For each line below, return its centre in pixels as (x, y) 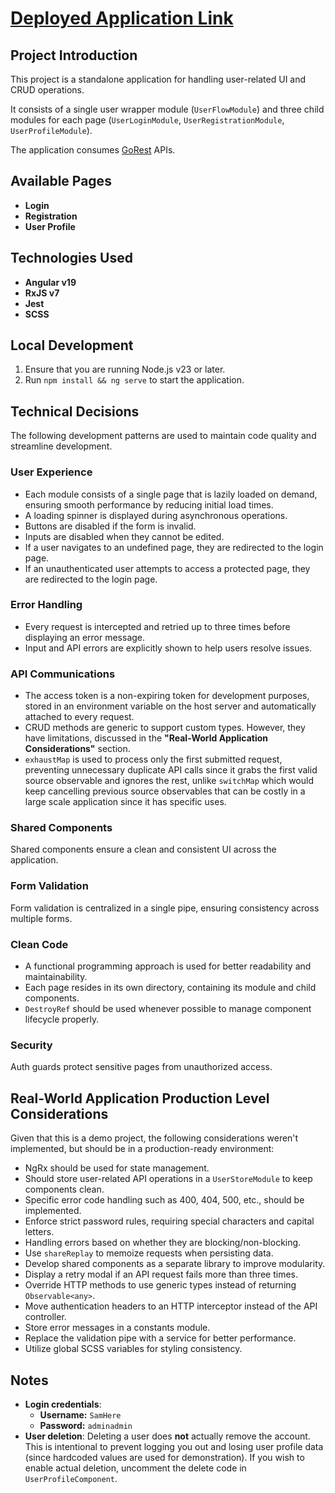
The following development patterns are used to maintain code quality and (163, 436)
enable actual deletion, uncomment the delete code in (135, 1468)
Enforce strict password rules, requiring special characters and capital (169, 1221)
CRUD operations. (47, 90)
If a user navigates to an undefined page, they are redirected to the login (174, 547)
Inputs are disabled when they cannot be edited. (124, 536)
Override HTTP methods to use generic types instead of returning (160, 1285)
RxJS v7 (42, 293)
